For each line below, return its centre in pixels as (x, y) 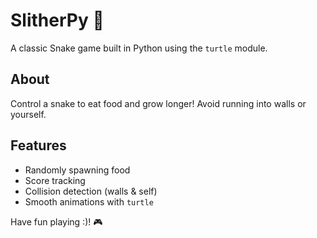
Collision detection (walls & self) (91, 191)
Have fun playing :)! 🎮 (56, 221)
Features (38, 145)
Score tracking (55, 180)
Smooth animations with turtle (89, 201)
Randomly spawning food (77, 170)
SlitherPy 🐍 (57, 20)
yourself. (28, 114)
